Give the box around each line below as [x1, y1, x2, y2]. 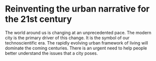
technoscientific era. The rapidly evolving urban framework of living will [5, 40, 148, 46]
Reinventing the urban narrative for [5, 3, 150, 15]
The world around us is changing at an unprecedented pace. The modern [5, 30, 152, 35]
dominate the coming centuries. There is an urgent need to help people [5, 45, 147, 51]
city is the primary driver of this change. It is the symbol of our [5, 35, 130, 41]
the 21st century [5, 14, 72, 25]
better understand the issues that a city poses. [5, 50, 98, 56]
